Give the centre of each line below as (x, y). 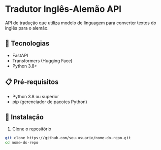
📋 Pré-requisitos (32, 82)
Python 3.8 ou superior (35, 96)
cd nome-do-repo (22, 143)
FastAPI (20, 55)
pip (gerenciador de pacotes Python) (50, 102)
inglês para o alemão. (27, 28)
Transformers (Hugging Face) (42, 61)
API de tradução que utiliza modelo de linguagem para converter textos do (81, 23)
